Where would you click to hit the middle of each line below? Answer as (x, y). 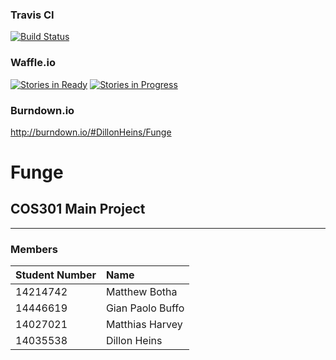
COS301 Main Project (78, 209)
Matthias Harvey (144, 325)
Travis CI (32, 15)
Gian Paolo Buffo (145, 308)
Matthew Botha (141, 292)
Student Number (56, 275)
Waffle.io (33, 63)
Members (34, 249)
